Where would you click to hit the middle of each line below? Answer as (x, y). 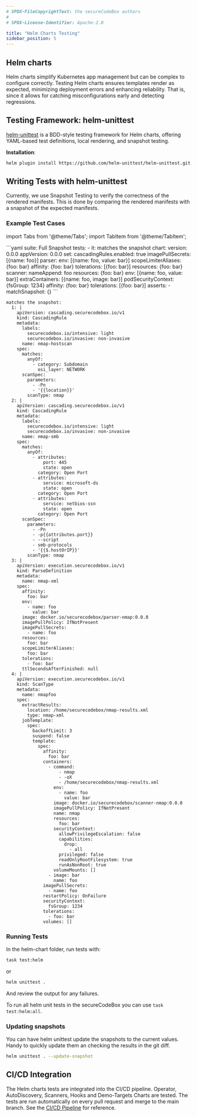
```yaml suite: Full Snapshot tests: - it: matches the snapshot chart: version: (97, 248)
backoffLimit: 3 (52, 731)
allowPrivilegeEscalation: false (100, 834)
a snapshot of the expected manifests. (53, 208)
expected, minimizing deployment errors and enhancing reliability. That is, (96, 89)
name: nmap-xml (40, 581)
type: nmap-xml (46, 715)
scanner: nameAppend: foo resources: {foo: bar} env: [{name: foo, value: (95, 272)
